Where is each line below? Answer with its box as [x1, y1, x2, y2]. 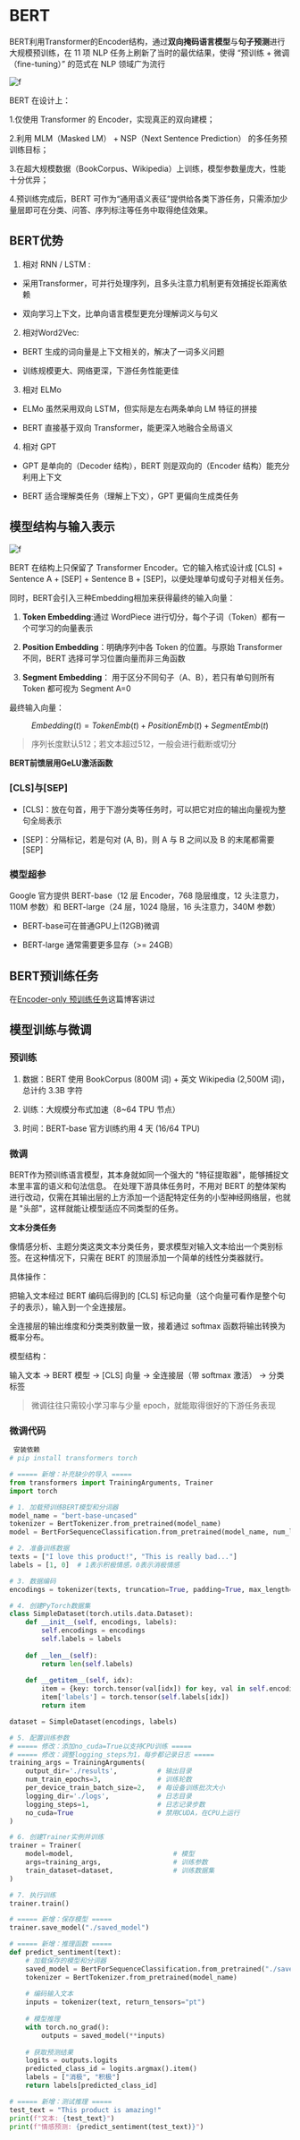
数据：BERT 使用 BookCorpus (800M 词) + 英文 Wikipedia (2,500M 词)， [21, 1074, 290, 1084]
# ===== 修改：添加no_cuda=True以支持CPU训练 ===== [9, 1742, 192, 1751]
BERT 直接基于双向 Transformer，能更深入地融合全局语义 [21, 422, 234, 432]
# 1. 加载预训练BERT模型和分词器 [9, 1502, 119, 1511]
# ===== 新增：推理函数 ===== [9, 1939, 112, 1948]
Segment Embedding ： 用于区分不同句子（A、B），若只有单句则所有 [21, 672, 275, 682]
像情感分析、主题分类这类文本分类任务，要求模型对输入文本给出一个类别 [9, 1241, 275, 1252]
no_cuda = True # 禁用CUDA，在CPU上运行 [25, 1808, 240, 1818]
